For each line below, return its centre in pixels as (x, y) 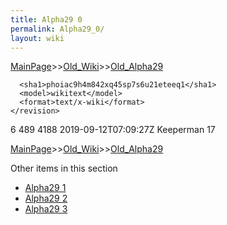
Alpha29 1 (45, 188)
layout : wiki (37, 38)
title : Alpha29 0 (46, 19)
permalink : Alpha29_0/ (57, 29)
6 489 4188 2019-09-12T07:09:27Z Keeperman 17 (113, 130)
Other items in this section (64, 168)
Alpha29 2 (46, 198)
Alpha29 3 (46, 209)
